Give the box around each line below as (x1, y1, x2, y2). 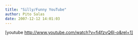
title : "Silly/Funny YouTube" (5, 7, 67, 12)
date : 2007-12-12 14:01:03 (5, 16, 60, 21)
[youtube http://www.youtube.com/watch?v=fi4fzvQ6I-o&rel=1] (5, 30, 133, 36)
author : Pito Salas (5, 12, 45, 17)
